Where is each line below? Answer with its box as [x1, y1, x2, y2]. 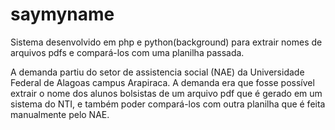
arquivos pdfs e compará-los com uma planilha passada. [10, 46, 245, 58]
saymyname [10, 3, 115, 26]
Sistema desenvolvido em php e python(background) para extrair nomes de [10, 36, 323, 48]
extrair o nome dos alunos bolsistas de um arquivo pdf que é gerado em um [10, 87, 323, 99]
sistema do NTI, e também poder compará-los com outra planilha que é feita [10, 98, 326, 110]
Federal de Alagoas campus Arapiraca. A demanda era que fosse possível [10, 76, 315, 88]
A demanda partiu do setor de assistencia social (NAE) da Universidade [10, 66, 305, 78]
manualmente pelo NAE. [10, 108, 110, 120]
